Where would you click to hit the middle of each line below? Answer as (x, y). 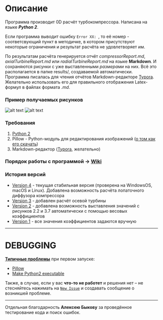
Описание (26, 8)
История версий (25, 174)
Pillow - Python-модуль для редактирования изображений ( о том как (84, 138)
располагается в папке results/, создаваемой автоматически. (69, 71)
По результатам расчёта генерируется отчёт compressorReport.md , (75, 56)
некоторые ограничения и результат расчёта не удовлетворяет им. (75, 47)
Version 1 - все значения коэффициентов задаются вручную (74, 221)
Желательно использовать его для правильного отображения (70, 82)
